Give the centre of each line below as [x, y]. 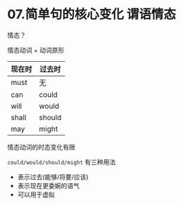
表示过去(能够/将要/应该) [53, 177]
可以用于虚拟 [36, 194]
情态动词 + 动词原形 [36, 50]
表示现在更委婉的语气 [48, 185]
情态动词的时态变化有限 [41, 147]
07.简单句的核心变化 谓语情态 [92, 14]
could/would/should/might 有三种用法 [62, 161]
